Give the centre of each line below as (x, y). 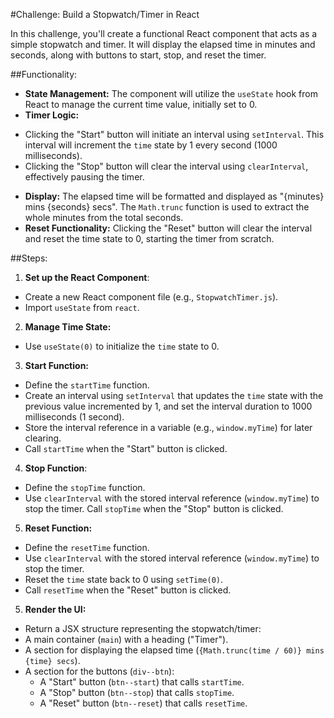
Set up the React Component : (87, 277)
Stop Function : (56, 468)
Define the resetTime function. (87, 547)
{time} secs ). (52, 660)
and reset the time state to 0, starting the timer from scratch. (149, 238)
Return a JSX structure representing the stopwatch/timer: (143, 628)
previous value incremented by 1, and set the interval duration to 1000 (168, 406)
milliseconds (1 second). (74, 417)
